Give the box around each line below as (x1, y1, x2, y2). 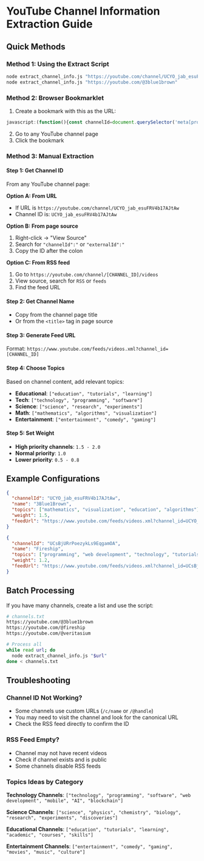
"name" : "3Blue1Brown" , (12, 501, 72, 507)
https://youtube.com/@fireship (6, 625, 86, 631)
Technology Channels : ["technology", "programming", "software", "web (6, 791, 191, 798)
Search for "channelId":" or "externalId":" (15, 241, 125, 248)
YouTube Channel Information (6, 4, 160, 18)
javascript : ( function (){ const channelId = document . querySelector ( (6, 119, 175, 125)
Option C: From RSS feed (6, 259, 70, 266)
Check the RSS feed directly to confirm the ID (15, 720, 129, 728)
